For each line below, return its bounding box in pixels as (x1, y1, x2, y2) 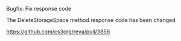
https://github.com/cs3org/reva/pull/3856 (6, 28, 110, 35)
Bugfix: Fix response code (6, 5, 71, 12)
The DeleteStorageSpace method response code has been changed (6, 17, 176, 23)
